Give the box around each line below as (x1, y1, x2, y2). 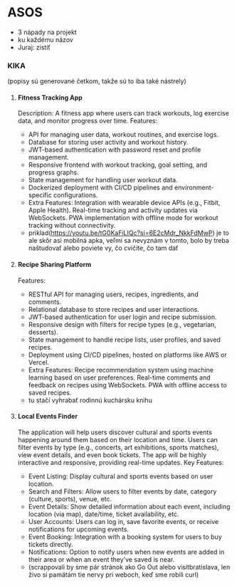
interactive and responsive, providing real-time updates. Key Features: (17, 458, 224, 466)
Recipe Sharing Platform (17, 261, 92, 269)
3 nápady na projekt (17, 28, 77, 36)
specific (28, 191, 52, 199)
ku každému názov (17, 35, 73, 43)
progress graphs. (28, 168, 80, 177)
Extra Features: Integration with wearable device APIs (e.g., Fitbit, (28, 199, 221, 207)
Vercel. (28, 357, 50, 367)
